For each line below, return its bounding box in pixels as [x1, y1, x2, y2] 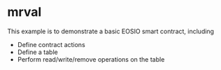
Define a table [17, 48, 58, 56]
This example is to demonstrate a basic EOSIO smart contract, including [7, 27, 215, 35]
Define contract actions [17, 40, 85, 49]
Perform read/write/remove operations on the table [17, 55, 165, 63]
